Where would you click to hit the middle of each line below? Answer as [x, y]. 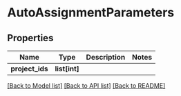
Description [106, 57]
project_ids [29, 69]
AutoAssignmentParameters [91, 13]
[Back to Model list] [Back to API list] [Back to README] [86, 86]
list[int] [67, 69]
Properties [30, 38]
